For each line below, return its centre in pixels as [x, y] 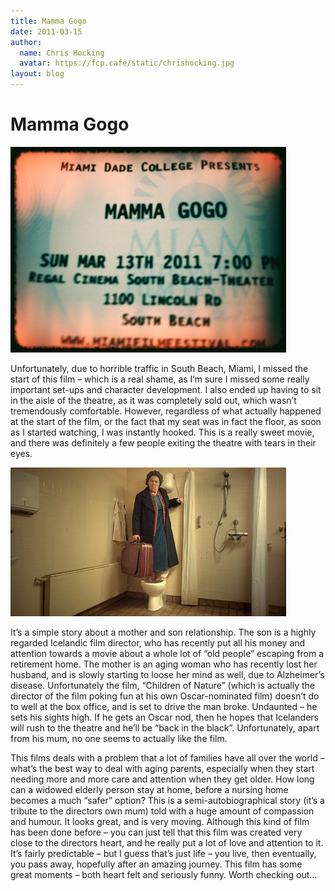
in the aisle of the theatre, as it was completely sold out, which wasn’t [153, 400]
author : [26, 42]
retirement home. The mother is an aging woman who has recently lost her [164, 664]
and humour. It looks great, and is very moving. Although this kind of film [160, 821]
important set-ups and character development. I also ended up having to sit [166, 389]
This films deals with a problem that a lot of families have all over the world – [167, 757]
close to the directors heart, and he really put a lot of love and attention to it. [167, 842]
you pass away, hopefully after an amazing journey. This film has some [156, 864]
